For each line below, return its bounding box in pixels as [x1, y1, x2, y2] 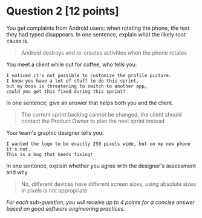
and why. [6, 168, 29, 175]
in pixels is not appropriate [21, 186, 88, 194]
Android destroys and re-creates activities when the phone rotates [21, 49, 187, 56]
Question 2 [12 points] [6, 4, 119, 18]
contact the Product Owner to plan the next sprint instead [21, 117, 165, 124]
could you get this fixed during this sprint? [6, 88, 126, 95]
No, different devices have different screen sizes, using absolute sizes [21, 180, 197, 188]
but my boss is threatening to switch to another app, [6, 83, 148, 89]
